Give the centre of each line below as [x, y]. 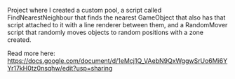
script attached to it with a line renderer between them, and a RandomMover [117, 25]
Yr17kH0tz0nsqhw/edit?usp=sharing [60, 68]
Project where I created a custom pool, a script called [85, 10]
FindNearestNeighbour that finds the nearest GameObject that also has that [116, 17]
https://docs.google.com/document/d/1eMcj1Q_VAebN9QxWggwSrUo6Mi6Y [117, 61]
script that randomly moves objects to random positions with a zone [106, 32]
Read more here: [31, 53]
